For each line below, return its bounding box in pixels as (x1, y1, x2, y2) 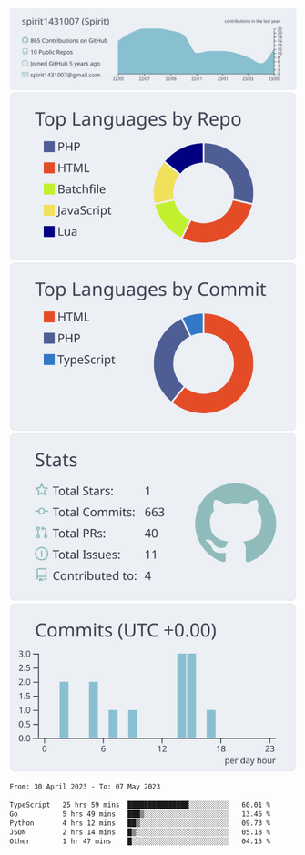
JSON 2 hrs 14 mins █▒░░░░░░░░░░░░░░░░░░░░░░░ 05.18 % (9, 828, 271, 837)
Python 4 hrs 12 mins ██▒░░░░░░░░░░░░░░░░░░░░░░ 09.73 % (9, 819, 271, 828)
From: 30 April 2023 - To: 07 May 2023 (9, 782, 161, 791)
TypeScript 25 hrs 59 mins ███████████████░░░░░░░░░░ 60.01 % (9, 800, 271, 809)
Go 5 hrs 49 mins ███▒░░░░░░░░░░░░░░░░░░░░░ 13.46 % (9, 809, 271, 819)
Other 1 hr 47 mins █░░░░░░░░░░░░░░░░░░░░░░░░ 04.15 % (9, 837, 271, 846)
